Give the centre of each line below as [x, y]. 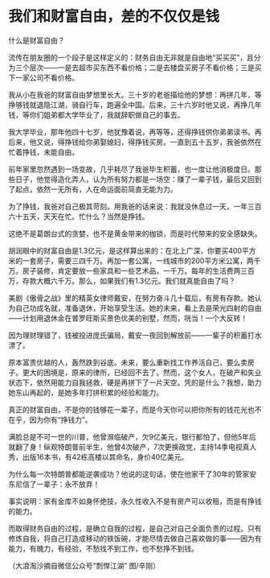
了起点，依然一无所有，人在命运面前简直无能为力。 [93, 189]
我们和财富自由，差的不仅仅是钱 [114, 17]
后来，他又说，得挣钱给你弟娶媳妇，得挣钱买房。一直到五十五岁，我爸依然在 [135, 142]
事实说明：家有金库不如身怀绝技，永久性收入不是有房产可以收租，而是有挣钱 [135, 501]
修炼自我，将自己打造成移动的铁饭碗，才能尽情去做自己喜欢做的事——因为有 [135, 538]
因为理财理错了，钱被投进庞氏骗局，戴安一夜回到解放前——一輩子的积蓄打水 [135, 335]
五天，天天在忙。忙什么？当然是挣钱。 [86, 216]
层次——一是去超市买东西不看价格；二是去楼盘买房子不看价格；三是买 [145, 67]
